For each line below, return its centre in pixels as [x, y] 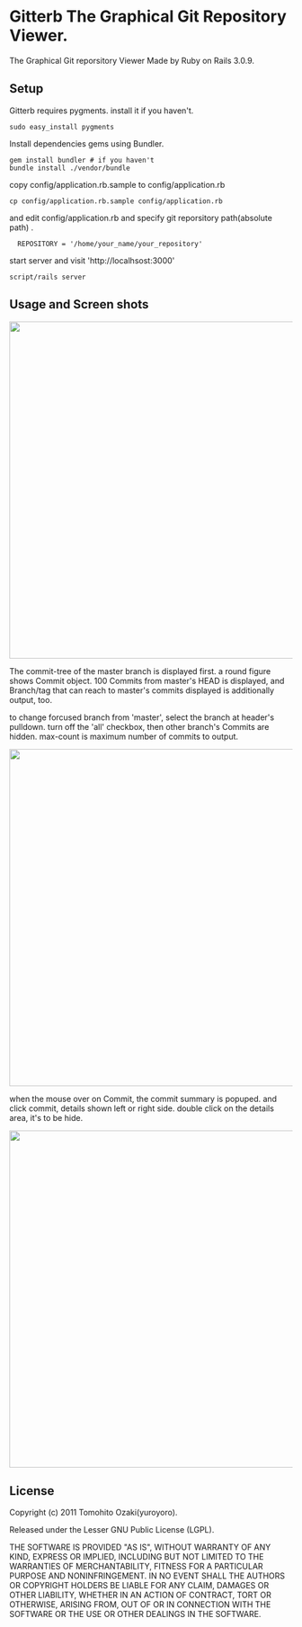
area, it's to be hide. [46, 1117]
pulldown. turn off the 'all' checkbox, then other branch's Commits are [139, 726]
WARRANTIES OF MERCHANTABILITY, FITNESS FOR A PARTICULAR [136, 1567]
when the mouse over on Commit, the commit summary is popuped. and [143, 1098]
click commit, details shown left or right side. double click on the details [142, 1108]
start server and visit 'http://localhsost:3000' [92, 260]
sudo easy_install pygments [62, 127]
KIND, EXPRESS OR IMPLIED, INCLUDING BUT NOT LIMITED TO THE [137, 1557]
